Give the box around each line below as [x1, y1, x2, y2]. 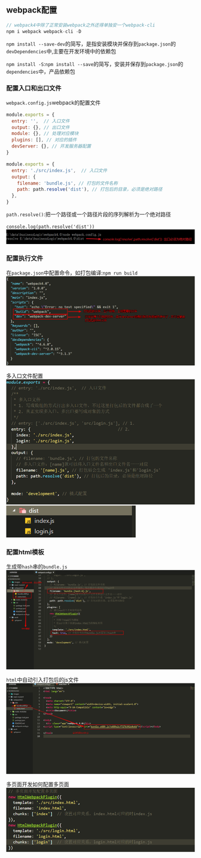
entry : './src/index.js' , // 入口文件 [11, 167, 108, 173]
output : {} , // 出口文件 [11, 124, 70, 130]
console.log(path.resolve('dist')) [6, 224, 95, 230]
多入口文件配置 [6, 372, 43, 379]
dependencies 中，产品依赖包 [6, 68, 75, 75]
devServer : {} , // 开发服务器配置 [11, 143, 92, 149]
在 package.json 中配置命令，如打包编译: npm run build [6, 269, 138, 276]
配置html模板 [6, 548, 44, 556]
